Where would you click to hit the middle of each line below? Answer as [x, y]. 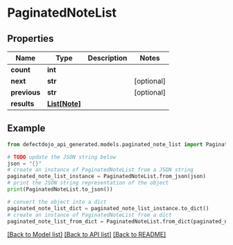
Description [107, 58]
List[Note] [64, 104]
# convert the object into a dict [57, 202]
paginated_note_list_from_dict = [55, 221]
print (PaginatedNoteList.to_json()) [60, 189]
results [23, 104]
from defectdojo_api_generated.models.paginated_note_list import [105, 144]
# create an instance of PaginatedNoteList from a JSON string [101, 170]
